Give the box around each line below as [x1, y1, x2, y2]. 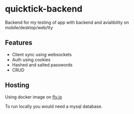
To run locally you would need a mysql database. [5, 103, 103, 109]
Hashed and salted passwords [12, 62, 73, 67]
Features [5, 39, 32, 47]
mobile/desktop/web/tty [5, 24, 53, 30]
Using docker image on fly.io [5, 94, 62, 100]
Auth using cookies [12, 57, 51, 63]
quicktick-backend [5, 3, 83, 15]
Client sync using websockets [12, 51, 72, 57]
